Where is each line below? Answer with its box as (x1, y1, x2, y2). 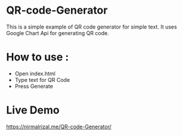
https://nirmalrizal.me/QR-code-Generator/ (6, 123, 112, 130)
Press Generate (14, 83, 54, 90)
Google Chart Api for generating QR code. (6, 29, 109, 36)
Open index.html (14, 69, 55, 77)
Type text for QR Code (14, 76, 70, 83)
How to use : (6, 50, 69, 64)
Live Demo (6, 103, 60, 117)
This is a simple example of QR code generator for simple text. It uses (6, 23, 177, 30)
